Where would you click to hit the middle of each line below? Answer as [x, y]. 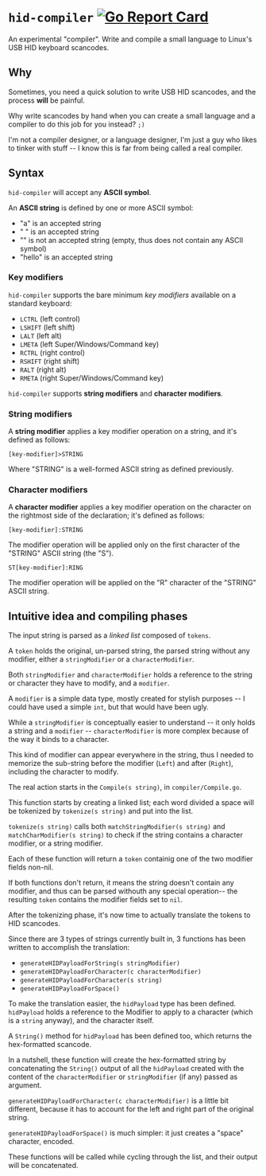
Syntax [26, 173]
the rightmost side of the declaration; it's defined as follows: [106, 516]
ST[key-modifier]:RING [46, 568]
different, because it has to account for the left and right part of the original [131, 1109]
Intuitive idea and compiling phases [98, 616]
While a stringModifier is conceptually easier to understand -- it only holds [132, 723]
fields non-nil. [31, 867]
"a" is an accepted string [60, 223]
